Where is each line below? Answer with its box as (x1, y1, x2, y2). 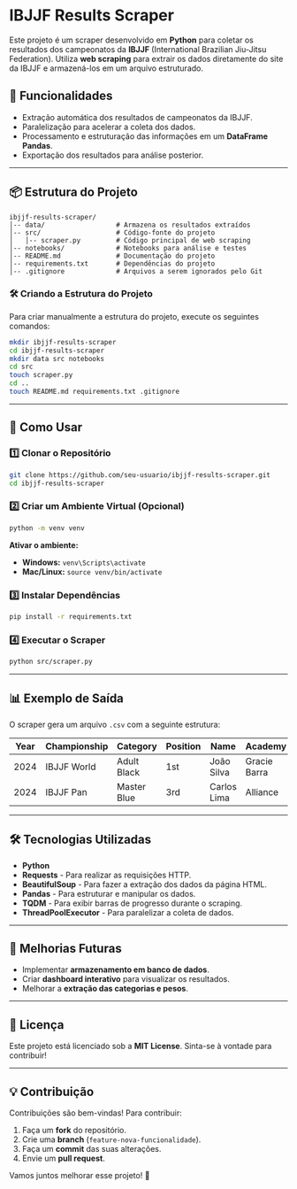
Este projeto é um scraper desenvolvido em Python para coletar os (9, 35, 255, 45)
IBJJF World (45, 760, 96, 773)
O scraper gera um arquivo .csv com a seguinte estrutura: (9, 719, 221, 730)
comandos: (9, 320, 50, 331)
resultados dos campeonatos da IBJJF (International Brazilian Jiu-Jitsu (9, 43, 267, 54)
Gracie (245, 754, 273, 767)
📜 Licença (9, 1017, 65, 1032)
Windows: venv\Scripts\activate (21, 557, 146, 567)
